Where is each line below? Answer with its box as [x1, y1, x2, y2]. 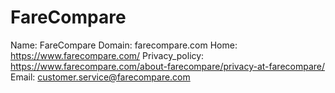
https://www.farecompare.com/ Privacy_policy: [10, 49, 205, 61]
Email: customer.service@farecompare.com [10, 71, 191, 83]
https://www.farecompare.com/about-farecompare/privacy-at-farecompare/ [10, 60, 326, 72]
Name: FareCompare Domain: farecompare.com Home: [10, 39, 238, 51]
